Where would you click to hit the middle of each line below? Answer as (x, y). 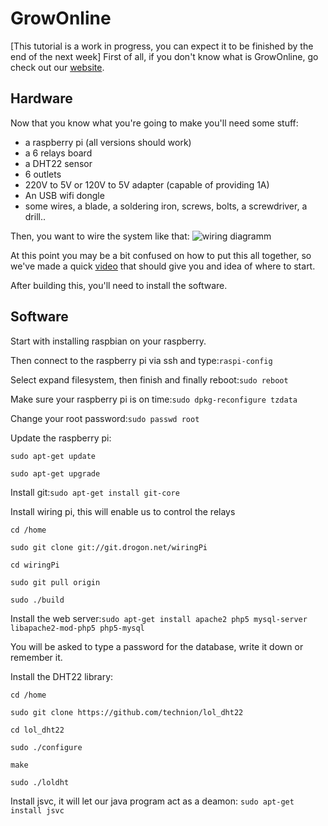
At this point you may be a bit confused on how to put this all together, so (161, 255)
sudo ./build (37, 600)
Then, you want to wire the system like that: (100, 236)
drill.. (35, 216)
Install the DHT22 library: (62, 676)
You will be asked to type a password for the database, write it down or (157, 646)
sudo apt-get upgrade (55, 473)
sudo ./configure (46, 747)
